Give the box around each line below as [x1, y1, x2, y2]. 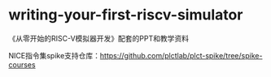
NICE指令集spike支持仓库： [8, 50, 100, 60]
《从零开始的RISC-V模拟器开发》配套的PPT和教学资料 [8, 33, 190, 43]
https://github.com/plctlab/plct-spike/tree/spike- [99, 50, 263, 60]
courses [8, 59, 36, 70]
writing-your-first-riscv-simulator [8, 6, 243, 24]
